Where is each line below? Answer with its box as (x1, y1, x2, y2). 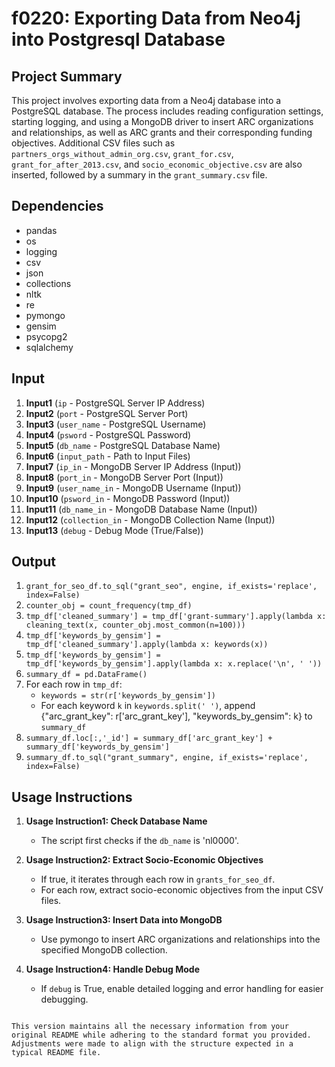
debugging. (40, 993, 89, 1006)
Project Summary (11, 68, 123, 85)
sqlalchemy (25, 341, 74, 353)
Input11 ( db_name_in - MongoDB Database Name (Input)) (25, 503, 258, 515)
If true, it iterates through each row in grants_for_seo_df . (40, 873, 276, 886)
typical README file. (11, 1048, 102, 1058)
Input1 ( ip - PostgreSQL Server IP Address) (25, 397, 206, 409)
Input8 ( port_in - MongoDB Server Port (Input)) (25, 471, 224, 483)
